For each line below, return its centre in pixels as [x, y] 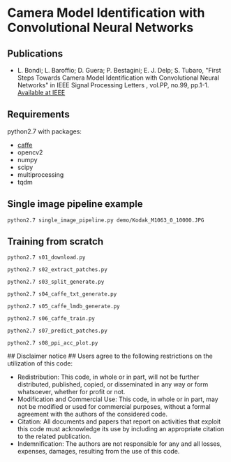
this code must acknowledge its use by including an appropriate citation [121, 429]
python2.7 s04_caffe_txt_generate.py [62, 294]
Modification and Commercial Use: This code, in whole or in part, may [118, 399]
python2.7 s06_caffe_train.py [51, 319]
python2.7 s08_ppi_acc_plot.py [53, 343]
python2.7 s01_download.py [46, 258]
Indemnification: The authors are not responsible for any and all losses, [119, 444]
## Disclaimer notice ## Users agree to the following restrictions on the [110, 356]
